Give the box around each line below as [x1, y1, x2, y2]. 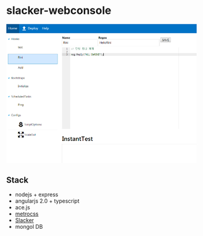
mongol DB [14, 223, 43, 231]
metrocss [14, 210, 39, 218]
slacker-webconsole [6, 4, 112, 18]
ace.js [14, 204, 30, 211]
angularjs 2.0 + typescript [14, 197, 80, 205]
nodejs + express [14, 191, 59, 198]
